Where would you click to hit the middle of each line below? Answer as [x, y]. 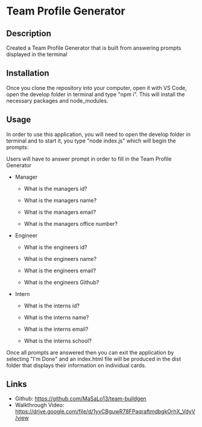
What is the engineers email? [60, 271]
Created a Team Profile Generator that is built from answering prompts [94, 48]
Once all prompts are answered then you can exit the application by [90, 352]
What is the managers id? [55, 188]
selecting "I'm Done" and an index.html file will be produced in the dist [93, 359]
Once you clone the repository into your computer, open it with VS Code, [96, 88]
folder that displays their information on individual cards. [76, 365]
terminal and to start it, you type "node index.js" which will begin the [91, 141]
